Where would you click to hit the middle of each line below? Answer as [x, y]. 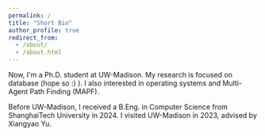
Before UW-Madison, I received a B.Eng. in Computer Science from [118, 107]
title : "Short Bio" [40, 23]
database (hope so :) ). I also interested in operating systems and [115, 83]
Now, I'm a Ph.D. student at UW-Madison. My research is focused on [120, 75]
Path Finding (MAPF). [65, 91]
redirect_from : [33, 38]
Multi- [232, 83]
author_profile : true [44, 30]
